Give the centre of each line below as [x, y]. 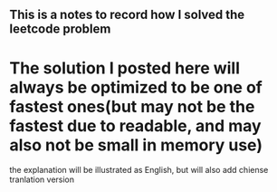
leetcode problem [60, 29]
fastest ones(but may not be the [132, 106]
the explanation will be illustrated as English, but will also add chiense [139, 170]
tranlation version [42, 179]
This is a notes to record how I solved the [127, 15]
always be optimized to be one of [136, 87]
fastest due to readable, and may [135, 125]
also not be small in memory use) [136, 145]
